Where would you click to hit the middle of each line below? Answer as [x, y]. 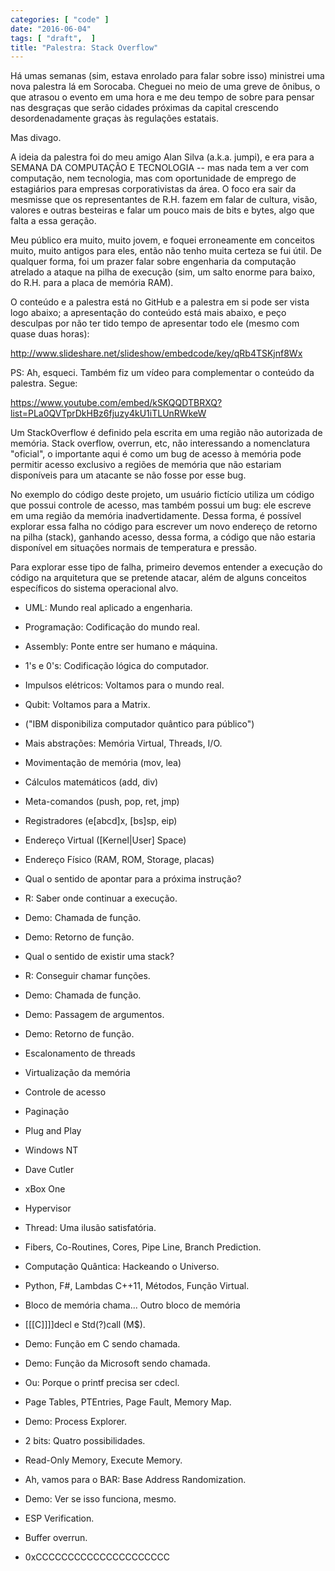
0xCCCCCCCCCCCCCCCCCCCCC [97, 1557]
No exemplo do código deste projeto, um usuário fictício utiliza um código [162, 495]
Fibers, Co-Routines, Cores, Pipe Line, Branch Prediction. [143, 1247]
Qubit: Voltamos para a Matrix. [87, 705]
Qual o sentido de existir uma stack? [99, 957]
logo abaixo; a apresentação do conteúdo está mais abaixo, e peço [148, 313]
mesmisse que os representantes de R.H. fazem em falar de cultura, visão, [164, 200]
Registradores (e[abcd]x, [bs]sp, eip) [101, 821]
